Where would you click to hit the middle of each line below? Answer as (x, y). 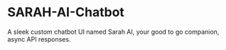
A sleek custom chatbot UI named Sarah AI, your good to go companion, (113, 32)
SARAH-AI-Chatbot (66, 12)
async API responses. (39, 39)
